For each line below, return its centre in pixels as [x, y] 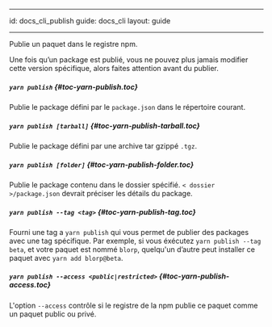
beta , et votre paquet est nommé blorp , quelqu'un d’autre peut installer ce [132, 249]
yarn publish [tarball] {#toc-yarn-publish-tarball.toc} [105, 125]
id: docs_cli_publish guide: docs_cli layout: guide [90, 21]
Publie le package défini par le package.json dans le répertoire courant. [127, 107]
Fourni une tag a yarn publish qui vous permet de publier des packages [129, 232]
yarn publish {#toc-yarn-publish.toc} [73, 86]
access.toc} [30, 285]
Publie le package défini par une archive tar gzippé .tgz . [103, 145]
